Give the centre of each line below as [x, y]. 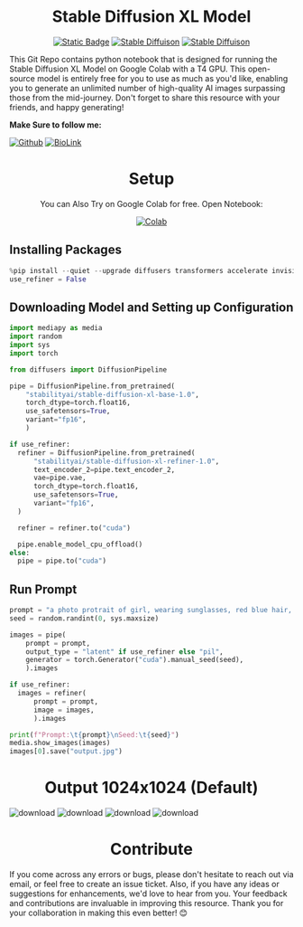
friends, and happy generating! [67, 107]
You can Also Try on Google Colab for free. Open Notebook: [151, 203]
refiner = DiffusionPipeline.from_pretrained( [106, 453]
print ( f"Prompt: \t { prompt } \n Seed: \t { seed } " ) [94, 734]
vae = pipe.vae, [60, 478]
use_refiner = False [48, 279]
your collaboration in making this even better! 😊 [98, 913]
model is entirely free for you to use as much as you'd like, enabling [163, 78]
